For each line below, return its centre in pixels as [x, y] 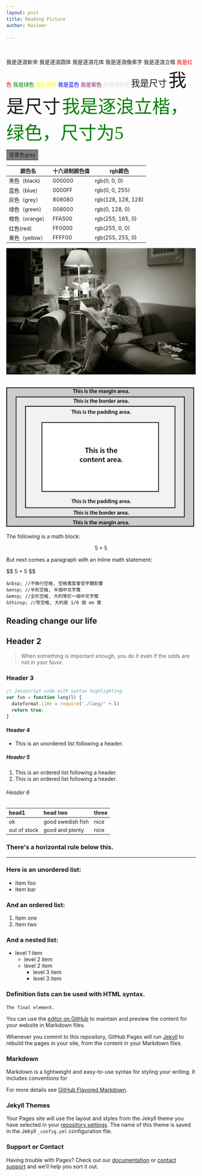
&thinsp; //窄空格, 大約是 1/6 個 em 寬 [54, 602]
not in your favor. [42, 662]
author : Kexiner [26, 25]
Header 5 [18, 757]
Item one [26, 918]
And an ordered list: [36, 905]
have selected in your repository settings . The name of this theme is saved [99, 1125]
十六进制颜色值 [71, 171]
